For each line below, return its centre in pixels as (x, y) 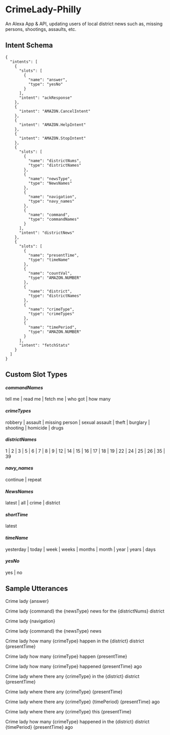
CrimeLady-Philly (43, 10)
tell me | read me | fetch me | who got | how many (58, 399)
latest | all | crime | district (33, 503)
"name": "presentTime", (54, 255)
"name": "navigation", (52, 196)
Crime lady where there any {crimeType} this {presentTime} (69, 711)
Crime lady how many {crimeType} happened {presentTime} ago (74, 666)
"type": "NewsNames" (50, 183)
